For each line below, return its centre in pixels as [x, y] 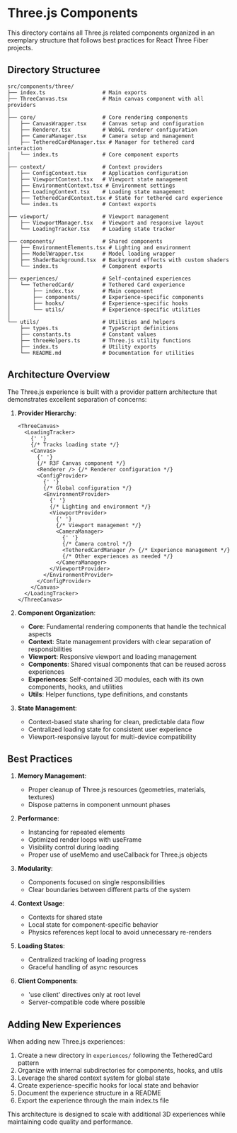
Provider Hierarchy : [47, 413]
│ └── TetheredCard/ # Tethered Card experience [96, 285]
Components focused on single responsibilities [97, 882]
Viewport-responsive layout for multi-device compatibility [112, 737]
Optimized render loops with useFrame [85, 840]
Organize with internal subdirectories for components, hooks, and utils [120, 1071]
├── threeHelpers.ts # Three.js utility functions [106, 340]
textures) [41, 797]
